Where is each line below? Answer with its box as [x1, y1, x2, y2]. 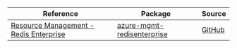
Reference [42, 9, 79, 18]
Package [140, 9, 171, 18]
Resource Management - [11, 21, 95, 30]
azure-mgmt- [116, 21, 164, 30]
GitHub [201, 25, 225, 34]
